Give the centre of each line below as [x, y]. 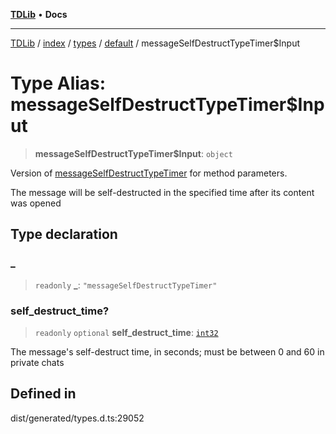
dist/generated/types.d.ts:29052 [77, 418]
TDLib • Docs [39, 14]
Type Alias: [58, 83]
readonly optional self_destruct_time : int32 [126, 332]
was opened [36, 203]
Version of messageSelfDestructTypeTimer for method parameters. [149, 173]
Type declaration [64, 234]
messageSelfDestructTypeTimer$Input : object [133, 153]
